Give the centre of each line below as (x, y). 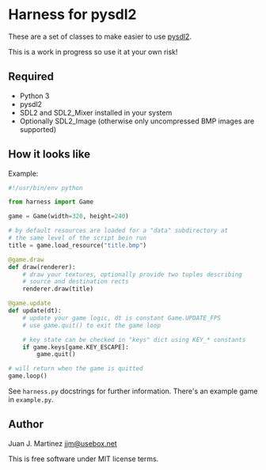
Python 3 (34, 96)
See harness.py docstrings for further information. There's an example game (133, 391)
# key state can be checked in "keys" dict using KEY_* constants (134, 339)
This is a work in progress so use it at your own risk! (93, 51)
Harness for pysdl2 (72, 15)
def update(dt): (35, 311)
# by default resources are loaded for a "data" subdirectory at (118, 231)
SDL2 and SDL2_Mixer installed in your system (96, 112)
